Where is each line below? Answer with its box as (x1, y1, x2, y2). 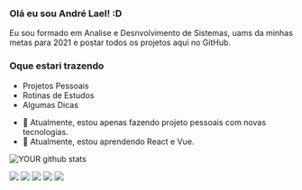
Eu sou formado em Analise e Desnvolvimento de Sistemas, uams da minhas (9, 28, 293, 39)
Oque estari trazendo (9, 59, 105, 72)
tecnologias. (22, 126, 69, 137)
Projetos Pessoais (22, 80, 89, 91)
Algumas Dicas (22, 99, 79, 110)
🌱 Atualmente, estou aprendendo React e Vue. (22, 136, 195, 147)
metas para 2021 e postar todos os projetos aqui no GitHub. (9, 37, 232, 48)
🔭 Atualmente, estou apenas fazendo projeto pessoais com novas (22, 116, 267, 128)
